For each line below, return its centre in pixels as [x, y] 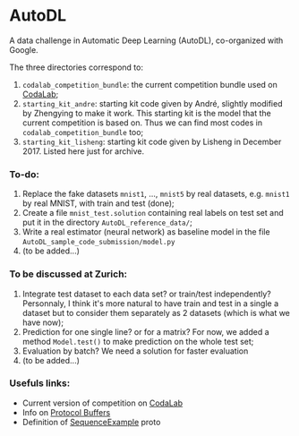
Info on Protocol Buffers [66, 412]
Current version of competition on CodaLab [103, 403]
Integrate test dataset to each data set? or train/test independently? [146, 294]
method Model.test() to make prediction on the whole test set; [138, 341]
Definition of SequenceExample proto [91, 422]
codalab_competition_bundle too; [83, 132]
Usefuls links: [40, 383]
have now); [43, 322]
